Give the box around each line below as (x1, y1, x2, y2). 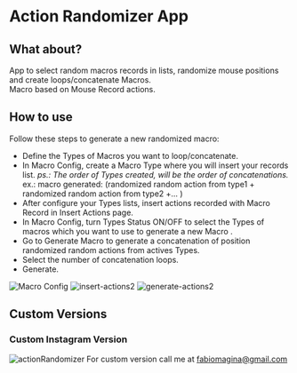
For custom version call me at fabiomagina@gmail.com (86, 353, 288, 364)
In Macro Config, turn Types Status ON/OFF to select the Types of (21, 216, 265, 227)
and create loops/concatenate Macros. (9, 75, 151, 85)
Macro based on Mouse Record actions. (9, 84, 156, 94)
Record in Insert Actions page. (21, 207, 133, 218)
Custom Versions (9, 306, 108, 321)
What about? (9, 42, 83, 57)
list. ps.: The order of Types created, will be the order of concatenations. (21, 169, 289, 179)
